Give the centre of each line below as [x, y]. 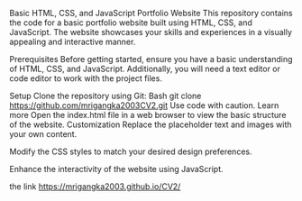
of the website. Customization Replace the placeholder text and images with [151, 124]
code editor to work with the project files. [86, 78]
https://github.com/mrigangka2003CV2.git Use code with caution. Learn [144, 105]
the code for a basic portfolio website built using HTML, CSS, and [131, 23]
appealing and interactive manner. [73, 41]
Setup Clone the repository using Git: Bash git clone [105, 96]
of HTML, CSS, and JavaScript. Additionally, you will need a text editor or [145, 69]
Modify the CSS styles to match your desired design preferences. [131, 151]
